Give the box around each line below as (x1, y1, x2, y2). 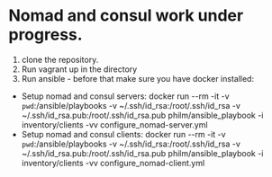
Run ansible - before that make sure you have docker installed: (21, 73, 254, 84)
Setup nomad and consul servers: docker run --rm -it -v (21, 91, 231, 102)
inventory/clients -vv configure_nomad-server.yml (21, 119, 208, 130)
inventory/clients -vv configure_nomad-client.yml (21, 157, 205, 168)
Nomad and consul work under (8, 5, 244, 26)
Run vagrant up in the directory (21, 64, 138, 75)
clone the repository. (21, 54, 99, 65)
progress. (8, 24, 83, 45)
